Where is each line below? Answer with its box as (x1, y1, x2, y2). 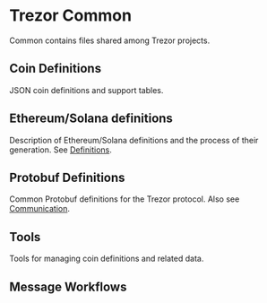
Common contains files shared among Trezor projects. (9, 35, 211, 46)
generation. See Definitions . (9, 144, 112, 155)
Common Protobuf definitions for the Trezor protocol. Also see (9, 194, 240, 204)
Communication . (9, 203, 70, 214)
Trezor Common (9, 5, 133, 26)
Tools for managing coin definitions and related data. (9, 253, 204, 264)
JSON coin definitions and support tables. (9, 84, 164, 95)
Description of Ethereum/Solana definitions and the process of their (9, 134, 259, 145)
